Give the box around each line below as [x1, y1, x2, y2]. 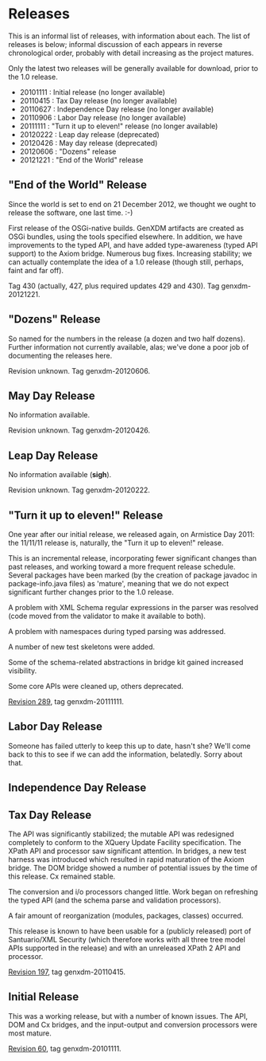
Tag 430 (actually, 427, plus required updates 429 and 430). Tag [8, 280, 220, 291]
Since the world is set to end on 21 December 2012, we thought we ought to [8, 199, 256, 209]
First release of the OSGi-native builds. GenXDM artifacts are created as [8, 223, 245, 233]
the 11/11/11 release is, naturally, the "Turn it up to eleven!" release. [8, 538, 224, 547]
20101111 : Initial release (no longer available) [19, 87, 165, 96]
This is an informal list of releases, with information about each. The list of [8, 31, 250, 41]
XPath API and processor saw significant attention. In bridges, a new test [8, 846, 247, 856]
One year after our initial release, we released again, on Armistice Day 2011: [8, 530, 256, 538]
